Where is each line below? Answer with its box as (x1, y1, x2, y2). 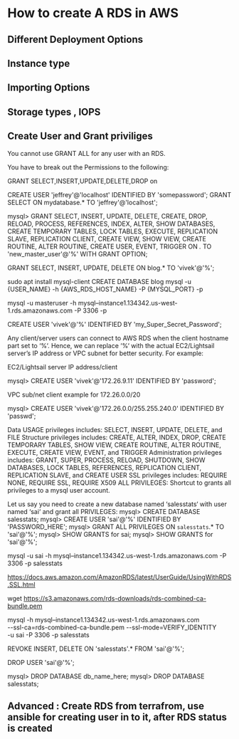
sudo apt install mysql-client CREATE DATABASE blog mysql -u (7, 277, 192, 285)
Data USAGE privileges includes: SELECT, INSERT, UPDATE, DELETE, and (7, 425, 223, 434)
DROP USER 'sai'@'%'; (7, 658, 75, 666)
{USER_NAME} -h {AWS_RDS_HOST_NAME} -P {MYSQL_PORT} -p (7, 285, 203, 293)
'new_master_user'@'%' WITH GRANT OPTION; (7, 249, 148, 258)
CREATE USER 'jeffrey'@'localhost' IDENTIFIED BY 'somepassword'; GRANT (7, 190, 232, 199)
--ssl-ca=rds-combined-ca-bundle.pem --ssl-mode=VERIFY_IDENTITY (7, 623, 217, 631)
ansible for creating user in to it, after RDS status (7, 711, 228, 723)
